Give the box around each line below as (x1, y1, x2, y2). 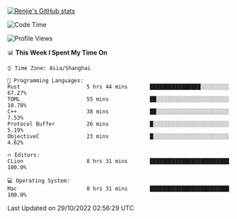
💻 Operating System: (7, 177, 71, 184)
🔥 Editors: (7, 152, 40, 159)
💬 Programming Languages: (7, 77, 83, 84)
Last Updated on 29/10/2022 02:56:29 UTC (7, 204, 134, 212)
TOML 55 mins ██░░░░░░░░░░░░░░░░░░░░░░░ (7, 96, 230, 103)
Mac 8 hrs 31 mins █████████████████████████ (7, 185, 230, 192)
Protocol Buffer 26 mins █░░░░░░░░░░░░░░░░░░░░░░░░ (7, 120, 230, 128)
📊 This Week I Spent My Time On (7, 48, 108, 57)
